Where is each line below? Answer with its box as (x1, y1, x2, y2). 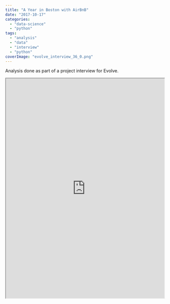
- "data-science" (10, 21, 46, 27)
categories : (5, 17, 30, 22)
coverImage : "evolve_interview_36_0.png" (5, 54, 94, 59)
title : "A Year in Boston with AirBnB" (5, 7, 89, 13)
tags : (5, 31, 17, 36)
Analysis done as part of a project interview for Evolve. (5, 68, 119, 74)
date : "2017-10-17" (5, 12, 46, 17)
